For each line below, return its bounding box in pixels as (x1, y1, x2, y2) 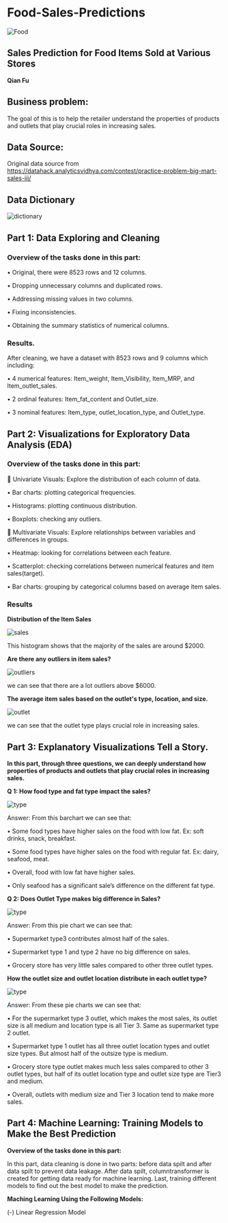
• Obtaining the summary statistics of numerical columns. (7, 321, 169, 330)
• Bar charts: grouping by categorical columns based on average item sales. (7, 582, 222, 591)
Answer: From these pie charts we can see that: (7, 1000, 141, 1009)
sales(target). (7, 569, 45, 577)
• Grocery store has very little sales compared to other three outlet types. (7, 961, 214, 969)
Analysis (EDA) (7, 438, 73, 450)
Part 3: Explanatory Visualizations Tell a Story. (7, 741, 209, 753)
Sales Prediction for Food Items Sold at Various (7, 47, 211, 59)
